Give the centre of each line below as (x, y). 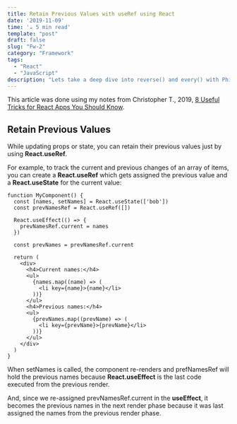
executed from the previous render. (59, 384)
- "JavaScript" (36, 73)
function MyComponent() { (45, 196)
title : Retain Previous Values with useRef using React (91, 14)
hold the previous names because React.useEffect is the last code (104, 377)
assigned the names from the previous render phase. (84, 413)
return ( (26, 258)
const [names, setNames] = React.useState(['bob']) (91, 202)
